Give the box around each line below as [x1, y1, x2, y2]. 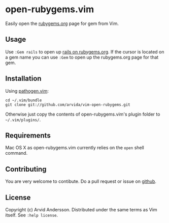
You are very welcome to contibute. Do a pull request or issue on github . [5, 178, 156, 184]
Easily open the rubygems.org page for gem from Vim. [5, 20, 119, 26]
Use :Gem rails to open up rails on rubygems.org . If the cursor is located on [5, 48, 164, 54]
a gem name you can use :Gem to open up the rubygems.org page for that [5, 54, 159, 60]
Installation [5, 74, 42, 83]
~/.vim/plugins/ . [5, 116, 41, 123]
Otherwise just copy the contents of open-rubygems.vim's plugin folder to [5, 111, 160, 117]
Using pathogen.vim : [5, 88, 49, 94]
